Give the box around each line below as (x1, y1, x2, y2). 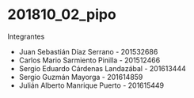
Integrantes (7, 32, 45, 41)
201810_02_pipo (7, 6, 116, 24)
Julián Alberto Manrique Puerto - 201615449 (18, 81, 165, 90)
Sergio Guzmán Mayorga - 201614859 (18, 72, 143, 81)
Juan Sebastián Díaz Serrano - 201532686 (18, 47, 158, 56)
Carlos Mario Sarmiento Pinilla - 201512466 (18, 55, 161, 65)
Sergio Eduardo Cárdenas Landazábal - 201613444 (18, 63, 187, 73)
